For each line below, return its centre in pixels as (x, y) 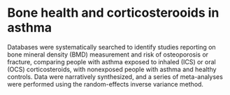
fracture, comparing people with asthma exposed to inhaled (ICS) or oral (112, 61)
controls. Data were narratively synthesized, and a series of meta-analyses (115, 76)
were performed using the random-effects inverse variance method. (106, 84)
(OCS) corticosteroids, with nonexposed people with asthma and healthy (112, 69)
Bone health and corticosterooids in (113, 13)
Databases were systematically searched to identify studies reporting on (112, 47)
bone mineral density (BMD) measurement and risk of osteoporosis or (108, 54)
